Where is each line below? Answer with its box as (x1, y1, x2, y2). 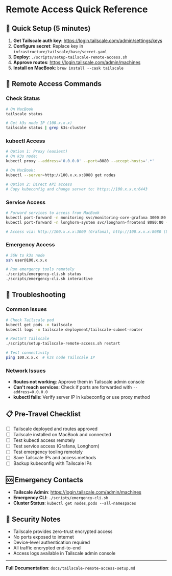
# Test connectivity (6, 350, 50, 355)
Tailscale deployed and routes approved (13, 426, 98, 432)
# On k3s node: (6, 154, 38, 159)
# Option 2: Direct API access (6, 182, 72, 187)
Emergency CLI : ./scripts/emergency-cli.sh (13, 495, 109, 501)
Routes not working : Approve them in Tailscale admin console (13, 379, 145, 385)
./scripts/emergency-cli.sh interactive (6, 276, 93, 282)
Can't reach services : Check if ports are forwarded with (13, 384, 132, 390)
